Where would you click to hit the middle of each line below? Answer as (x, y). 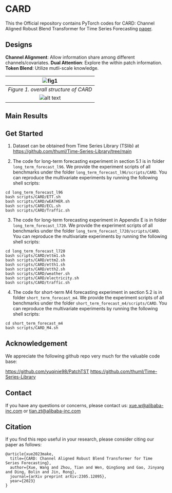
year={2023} (23, 481)
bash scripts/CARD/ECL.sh (33, 206)
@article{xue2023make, (30, 454)
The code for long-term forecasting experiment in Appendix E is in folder (90, 220)
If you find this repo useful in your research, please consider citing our (80, 439)
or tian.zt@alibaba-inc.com (52, 411)
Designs (19, 45)
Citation (18, 427)
